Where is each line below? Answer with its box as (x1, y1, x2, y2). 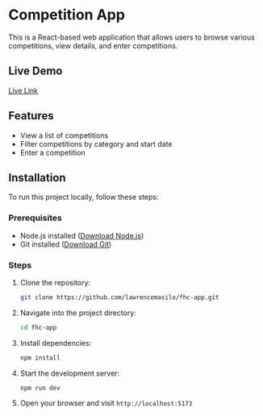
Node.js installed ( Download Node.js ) (19, 231, 144, 240)
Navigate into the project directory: (19, 308, 137, 318)
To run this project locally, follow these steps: (8, 192, 159, 202)
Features (8, 109, 54, 123)
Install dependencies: (19, 338, 92, 347)
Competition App (8, 6, 125, 24)
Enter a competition (19, 148, 86, 157)
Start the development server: (19, 368, 120, 378)
